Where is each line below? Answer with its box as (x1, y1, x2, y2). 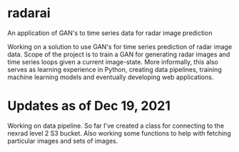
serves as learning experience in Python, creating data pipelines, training (7, 65, 223, 74)
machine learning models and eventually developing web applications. (7, 73, 214, 81)
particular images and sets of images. (7, 136, 118, 145)
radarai (7, 5, 51, 21)
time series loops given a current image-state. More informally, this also (7, 57, 219, 66)
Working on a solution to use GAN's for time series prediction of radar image (7, 42, 233, 51)
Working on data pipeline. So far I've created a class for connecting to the (7, 121, 225, 130)
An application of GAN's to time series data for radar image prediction (7, 29, 213, 37)
